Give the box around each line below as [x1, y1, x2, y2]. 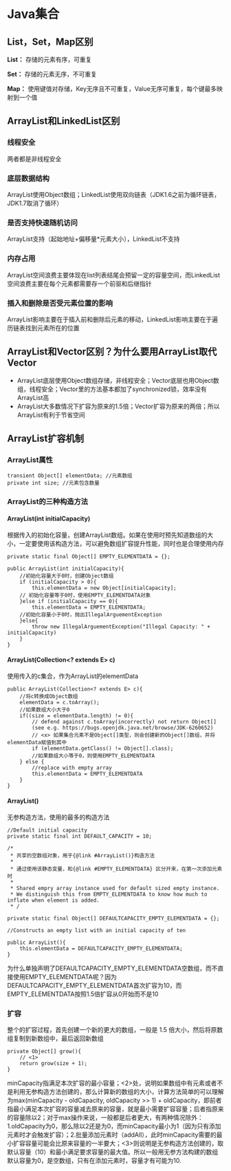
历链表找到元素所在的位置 [7, 324, 80, 332]
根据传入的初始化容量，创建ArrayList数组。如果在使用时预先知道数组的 [7, 531, 208, 539]
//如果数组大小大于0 [19, 706, 70, 713]
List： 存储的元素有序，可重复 [7, 56, 92, 63]
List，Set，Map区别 [7, 36, 93, 48]
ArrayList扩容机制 [7, 433, 85, 445]
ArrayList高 [16, 393, 49, 401]
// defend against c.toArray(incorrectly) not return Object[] [32, 718, 217, 725]
